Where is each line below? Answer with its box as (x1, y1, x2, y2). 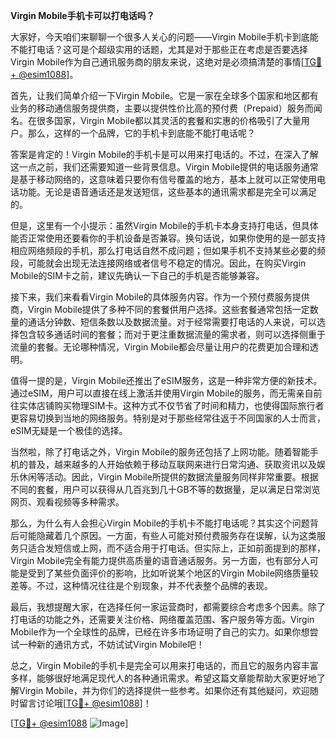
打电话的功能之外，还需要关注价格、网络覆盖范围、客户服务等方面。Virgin (10, 614, 315, 625)
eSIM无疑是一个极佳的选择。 (10, 425, 128, 436)
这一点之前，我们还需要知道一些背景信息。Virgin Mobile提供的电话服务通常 (10, 161, 319, 173)
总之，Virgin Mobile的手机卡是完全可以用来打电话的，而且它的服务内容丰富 (10, 660, 319, 671)
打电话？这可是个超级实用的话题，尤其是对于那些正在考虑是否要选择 (27, 44, 308, 55)
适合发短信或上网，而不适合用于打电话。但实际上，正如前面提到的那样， (27, 542, 326, 554)
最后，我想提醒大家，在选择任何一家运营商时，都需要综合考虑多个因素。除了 (10, 601, 326, 613)
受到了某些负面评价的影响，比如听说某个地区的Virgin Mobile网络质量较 (27, 567, 319, 579)
